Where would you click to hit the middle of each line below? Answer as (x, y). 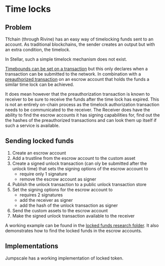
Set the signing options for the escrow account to (62, 190)
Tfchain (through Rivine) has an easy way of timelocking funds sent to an (79, 39)
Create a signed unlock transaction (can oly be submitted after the (80, 163)
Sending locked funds (39, 141)
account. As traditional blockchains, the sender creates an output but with (80, 44)
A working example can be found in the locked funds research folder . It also (82, 225)
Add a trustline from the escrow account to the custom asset (74, 158)
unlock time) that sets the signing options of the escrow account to (80, 168)
